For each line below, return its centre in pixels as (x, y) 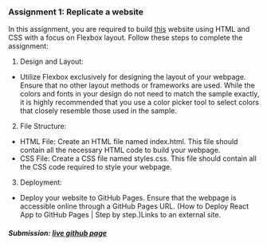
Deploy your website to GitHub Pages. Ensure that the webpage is (128, 198)
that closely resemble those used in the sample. (98, 111)
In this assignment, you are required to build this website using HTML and (129, 29)
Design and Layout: (51, 61)
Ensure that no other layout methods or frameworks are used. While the (137, 85)
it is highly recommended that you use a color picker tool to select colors (139, 103)
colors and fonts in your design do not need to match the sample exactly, (139, 94)
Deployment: (41, 182)
